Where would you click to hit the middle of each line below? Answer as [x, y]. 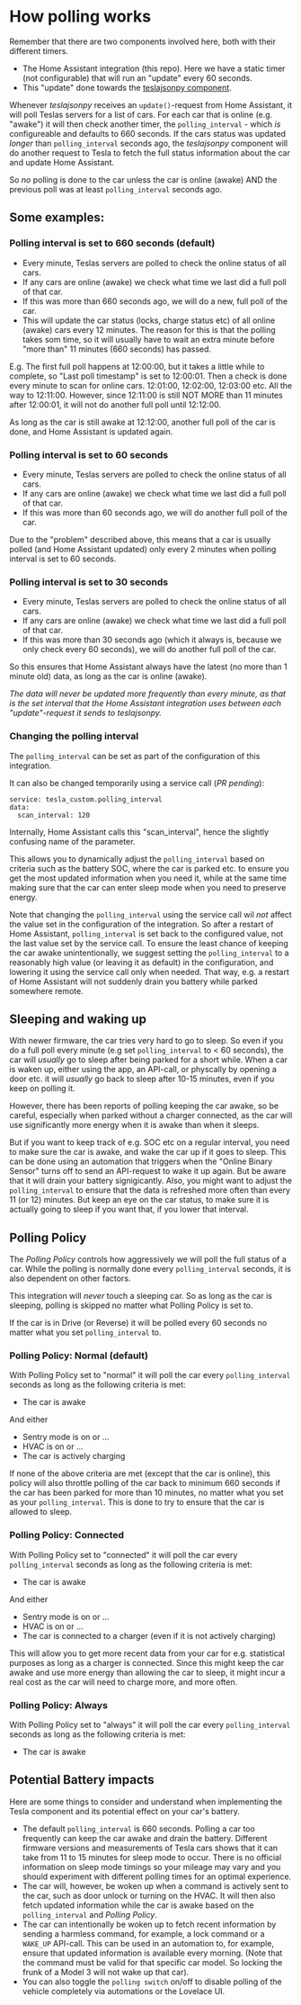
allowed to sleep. [41, 1512]
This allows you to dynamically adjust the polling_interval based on [137, 859]
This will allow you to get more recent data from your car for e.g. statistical [147, 1653]
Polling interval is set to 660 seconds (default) [112, 243]
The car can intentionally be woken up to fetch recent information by [149, 1924]
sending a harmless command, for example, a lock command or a [143, 1933]
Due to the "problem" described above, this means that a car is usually [140, 539]
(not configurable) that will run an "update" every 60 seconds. [137, 77]
